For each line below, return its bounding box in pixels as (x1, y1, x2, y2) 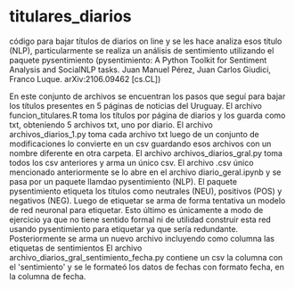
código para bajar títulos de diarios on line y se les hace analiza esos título (9, 36, 283, 46)
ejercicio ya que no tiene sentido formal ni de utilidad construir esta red (9, 214, 272, 225)
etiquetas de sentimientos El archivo (9, 243, 143, 253)
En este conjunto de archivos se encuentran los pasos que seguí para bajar (9, 91, 286, 102)
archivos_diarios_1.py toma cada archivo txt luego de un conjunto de (9, 128, 260, 139)
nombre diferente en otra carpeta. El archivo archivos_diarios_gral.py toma (9, 147, 283, 158)
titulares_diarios (9, 6, 132, 27)
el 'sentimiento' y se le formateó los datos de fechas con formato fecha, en (9, 261, 285, 272)
